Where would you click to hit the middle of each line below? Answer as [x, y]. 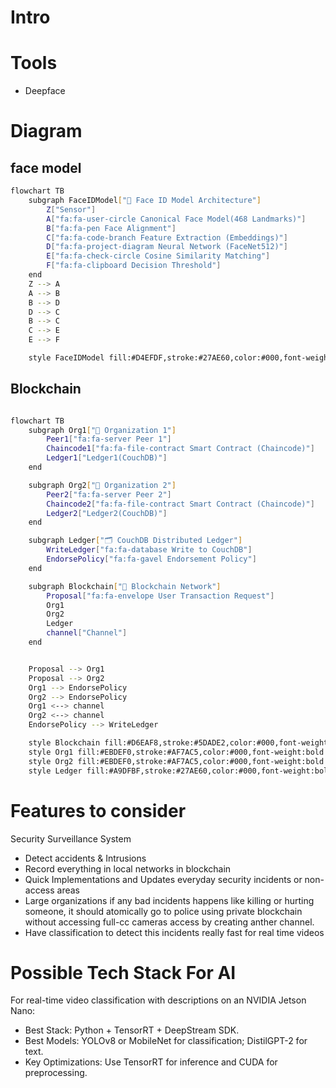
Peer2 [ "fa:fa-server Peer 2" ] [109, 494]
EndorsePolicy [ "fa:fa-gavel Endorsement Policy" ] [151, 559]
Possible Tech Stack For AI [123, 972]
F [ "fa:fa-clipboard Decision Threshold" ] [134, 266]
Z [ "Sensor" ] [71, 209]
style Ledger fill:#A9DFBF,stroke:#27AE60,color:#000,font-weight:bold [180, 771]
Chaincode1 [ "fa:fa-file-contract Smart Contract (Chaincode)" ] [180, 449]
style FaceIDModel [66, 358]
